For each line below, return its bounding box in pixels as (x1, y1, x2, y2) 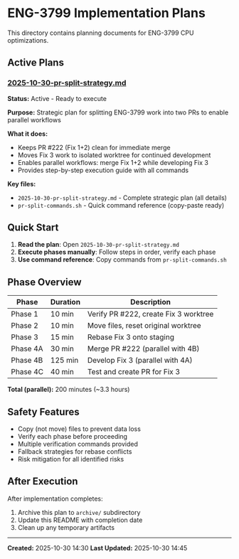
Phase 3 (11, 332, 39, 342)
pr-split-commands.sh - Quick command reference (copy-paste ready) (17, 201, 225, 209)
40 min (50, 367, 75, 377)
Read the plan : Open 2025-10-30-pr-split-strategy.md (17, 240, 180, 249)
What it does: (7, 129, 48, 138)
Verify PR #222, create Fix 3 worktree (87, 309, 214, 319)
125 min (50, 356, 79, 366)
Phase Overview (7, 276, 82, 288)
